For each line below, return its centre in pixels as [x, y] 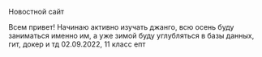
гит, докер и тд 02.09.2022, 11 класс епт [77, 44]
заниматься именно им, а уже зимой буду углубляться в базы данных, [131, 36]
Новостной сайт [37, 12]
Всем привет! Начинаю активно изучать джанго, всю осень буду [121, 27]
